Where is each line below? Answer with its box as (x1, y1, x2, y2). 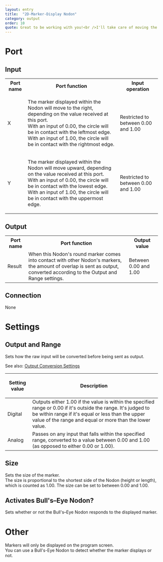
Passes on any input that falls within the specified (32, 430, 145, 437)
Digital (7, 411, 22, 417)
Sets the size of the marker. (5, 472, 60, 478)
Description (80, 382, 108, 389)
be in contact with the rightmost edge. (27, 141, 115, 148)
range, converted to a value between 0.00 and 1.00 (32, 436, 150, 443)
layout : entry (5, 7, 34, 12)
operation (126, 86, 149, 93)
